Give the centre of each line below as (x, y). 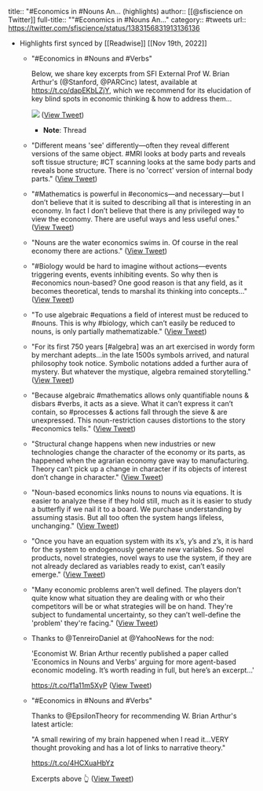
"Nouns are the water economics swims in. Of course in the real (135, 242)
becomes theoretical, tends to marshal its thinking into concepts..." (139, 291)
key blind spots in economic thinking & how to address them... (131, 99)
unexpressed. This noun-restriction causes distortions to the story (138, 420)
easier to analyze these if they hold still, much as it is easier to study (142, 501)
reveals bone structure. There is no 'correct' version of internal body (142, 170)
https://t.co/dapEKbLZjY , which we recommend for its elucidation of (141, 90)
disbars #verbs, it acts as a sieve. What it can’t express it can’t (132, 403)
